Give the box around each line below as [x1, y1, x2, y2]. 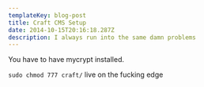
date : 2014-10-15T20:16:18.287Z [8, 26, 115, 34]
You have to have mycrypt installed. [8, 55, 125, 64]
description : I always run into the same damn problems [8, 33, 196, 42]
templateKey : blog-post [8, 11, 87, 20]
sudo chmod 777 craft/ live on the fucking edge [8, 70, 164, 79]
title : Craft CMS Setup [8, 19, 87, 27]
